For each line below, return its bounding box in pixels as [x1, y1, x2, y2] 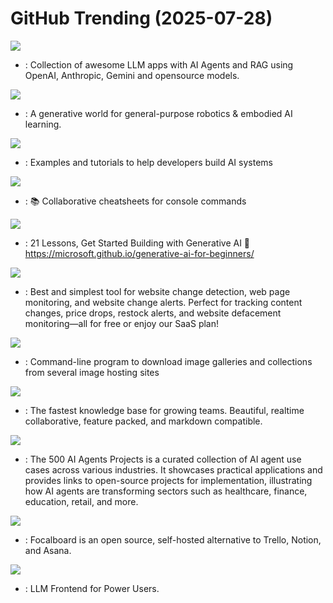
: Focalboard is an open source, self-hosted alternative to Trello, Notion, [24, 533, 322, 546]
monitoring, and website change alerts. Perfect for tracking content [24, 296, 303, 308]
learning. [24, 118, 62, 130]
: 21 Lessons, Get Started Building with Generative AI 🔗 [24, 237, 251, 249]
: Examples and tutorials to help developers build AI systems [24, 156, 273, 168]
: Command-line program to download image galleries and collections [24, 355, 313, 367]
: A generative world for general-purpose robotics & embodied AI [24, 107, 293, 119]
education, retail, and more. [24, 495, 139, 507]
